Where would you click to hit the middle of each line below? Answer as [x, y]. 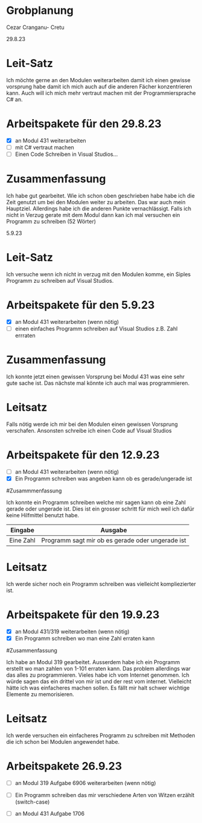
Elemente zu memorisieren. [40, 694]
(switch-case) [32, 802]
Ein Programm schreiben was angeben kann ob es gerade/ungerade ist [103, 479]
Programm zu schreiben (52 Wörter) [51, 221]
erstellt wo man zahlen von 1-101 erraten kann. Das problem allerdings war [99, 668]
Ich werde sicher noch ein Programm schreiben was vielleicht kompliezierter [101, 584]
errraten [25, 335]
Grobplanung [40, 11]
